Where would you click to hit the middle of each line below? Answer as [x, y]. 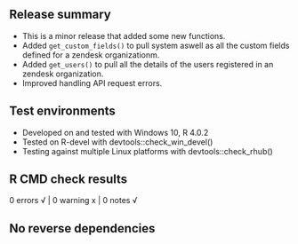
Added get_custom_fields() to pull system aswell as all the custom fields [156, 45]
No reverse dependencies [82, 228]
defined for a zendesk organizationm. [91, 55]
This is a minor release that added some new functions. [124, 35]
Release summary [60, 15]
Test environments [62, 111]
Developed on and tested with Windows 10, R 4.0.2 [115, 132]
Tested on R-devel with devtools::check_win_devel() [117, 142]
